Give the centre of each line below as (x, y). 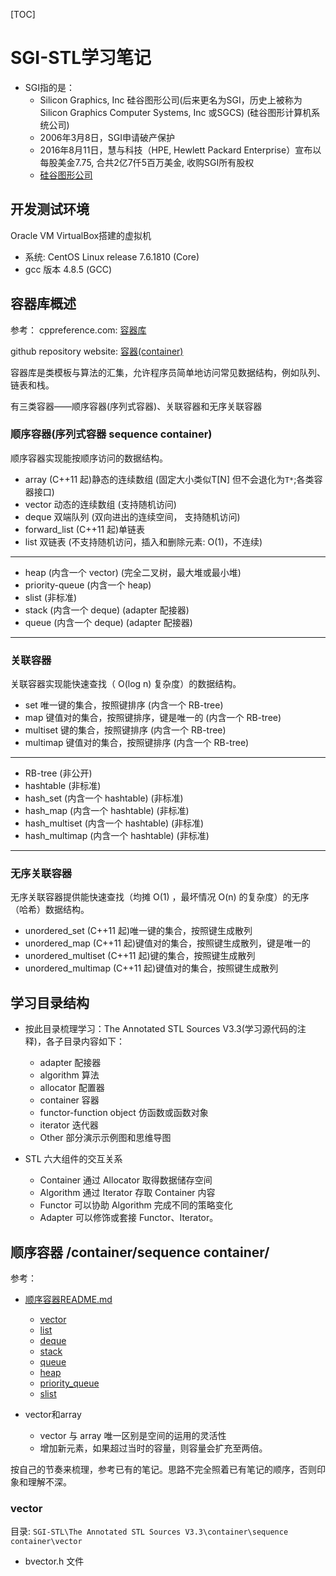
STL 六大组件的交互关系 (73, 1159)
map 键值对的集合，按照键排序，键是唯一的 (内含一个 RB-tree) (153, 718)
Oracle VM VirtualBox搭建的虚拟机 (81, 235)
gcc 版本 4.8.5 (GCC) (68, 269)
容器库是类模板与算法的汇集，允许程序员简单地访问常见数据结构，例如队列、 (168, 372)
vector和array (53, 1415)
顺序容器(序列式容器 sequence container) (111, 434)
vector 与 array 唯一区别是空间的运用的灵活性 (133, 1436)
